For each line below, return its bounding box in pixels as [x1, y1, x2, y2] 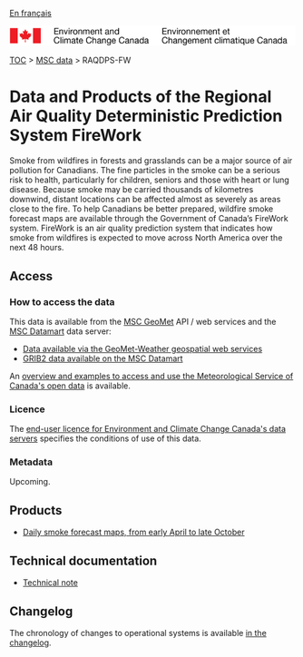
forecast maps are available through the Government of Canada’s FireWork [9, 213, 288, 224]
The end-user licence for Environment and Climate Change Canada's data [9, 424, 287, 435]
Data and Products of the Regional [9, 86, 272, 107]
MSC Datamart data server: [9, 326, 112, 337]
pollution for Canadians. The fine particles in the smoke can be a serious [9, 165, 281, 176]
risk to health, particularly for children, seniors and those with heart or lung [9, 174, 290, 185]
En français [9, 8, 52, 18]
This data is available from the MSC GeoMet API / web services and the [9, 316, 277, 327]
